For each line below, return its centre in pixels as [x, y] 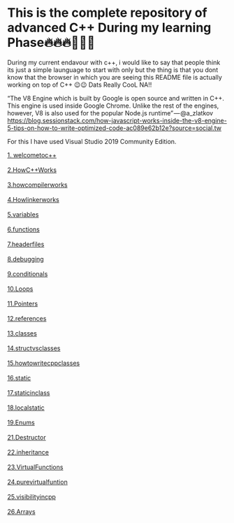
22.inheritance [28, 452]
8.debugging [25, 259]
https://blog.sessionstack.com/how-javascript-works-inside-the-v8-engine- [117, 120]
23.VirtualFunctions [35, 467]
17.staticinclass [29, 392]
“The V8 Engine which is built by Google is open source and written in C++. [116, 98]
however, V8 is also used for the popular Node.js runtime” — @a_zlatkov [110, 113]
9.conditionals [28, 273]
